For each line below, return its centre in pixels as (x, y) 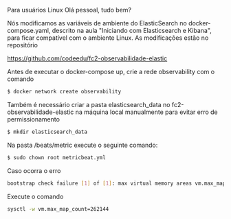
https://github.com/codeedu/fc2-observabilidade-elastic (87, 58)
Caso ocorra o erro (34, 170)
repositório (22, 45)
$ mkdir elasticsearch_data (47, 132)
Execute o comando (35, 196)
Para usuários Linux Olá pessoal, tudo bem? (69, 10)
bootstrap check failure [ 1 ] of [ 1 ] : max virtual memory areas (100, 183)
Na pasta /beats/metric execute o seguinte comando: (82, 145)
